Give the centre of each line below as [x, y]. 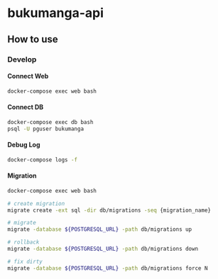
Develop [22, 59]
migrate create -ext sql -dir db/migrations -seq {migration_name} [109, 210]
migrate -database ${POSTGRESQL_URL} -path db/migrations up [100, 229]
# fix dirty [25, 261]
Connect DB [26, 107]
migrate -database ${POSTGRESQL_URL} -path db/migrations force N [108, 268]
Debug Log [24, 145]
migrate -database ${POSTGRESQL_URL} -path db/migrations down [103, 249]
